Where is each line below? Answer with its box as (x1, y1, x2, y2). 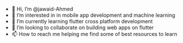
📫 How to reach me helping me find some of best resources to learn (11, 31, 177, 37)
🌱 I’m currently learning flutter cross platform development (11, 18, 153, 24)
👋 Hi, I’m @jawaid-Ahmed (11, 6, 73, 12)
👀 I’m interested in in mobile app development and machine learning (11, 12, 175, 19)
